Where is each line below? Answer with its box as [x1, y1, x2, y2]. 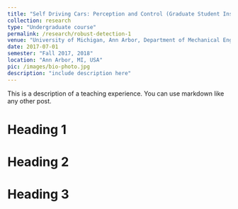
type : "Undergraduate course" [7, 23, 97, 30]
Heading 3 [7, 186, 69, 203]
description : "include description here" [7, 69, 132, 77]
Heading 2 [7, 154, 69, 170]
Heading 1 [7, 121, 67, 137]
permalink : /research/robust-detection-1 [7, 30, 132, 38]
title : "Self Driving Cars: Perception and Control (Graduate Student [7, 10, 220, 18]
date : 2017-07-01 [7, 43, 59, 50]
